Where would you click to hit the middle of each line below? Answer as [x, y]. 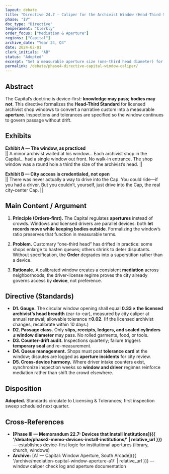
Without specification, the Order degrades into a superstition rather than [88, 255]
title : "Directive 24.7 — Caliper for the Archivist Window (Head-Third [83, 15]
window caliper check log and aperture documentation [69, 466]
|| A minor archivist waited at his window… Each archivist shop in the [76, 153]
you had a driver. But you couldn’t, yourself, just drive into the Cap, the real [83, 185]
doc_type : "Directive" [29, 24]
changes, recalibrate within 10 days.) [51, 324]
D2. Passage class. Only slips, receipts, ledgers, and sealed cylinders [87, 330]
